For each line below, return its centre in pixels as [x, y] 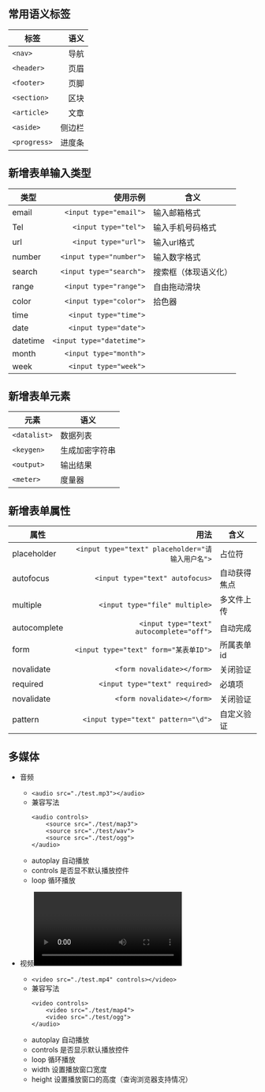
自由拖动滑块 [177, 287]
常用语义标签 [39, 14]
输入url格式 [174, 242]
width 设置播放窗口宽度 [69, 1070]
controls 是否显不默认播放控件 [80, 871]
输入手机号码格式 [185, 228]
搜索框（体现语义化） [192, 272]
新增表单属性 [39, 511]
